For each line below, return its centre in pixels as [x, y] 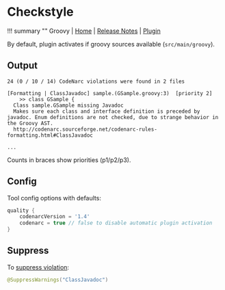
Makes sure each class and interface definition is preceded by [107, 111]
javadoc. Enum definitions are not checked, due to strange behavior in [113, 117]
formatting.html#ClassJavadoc [50, 135]
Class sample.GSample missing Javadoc [69, 105]
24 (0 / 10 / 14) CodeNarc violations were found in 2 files [96, 81]
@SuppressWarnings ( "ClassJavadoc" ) [58, 280]
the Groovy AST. [30, 123]
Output [22, 66]
